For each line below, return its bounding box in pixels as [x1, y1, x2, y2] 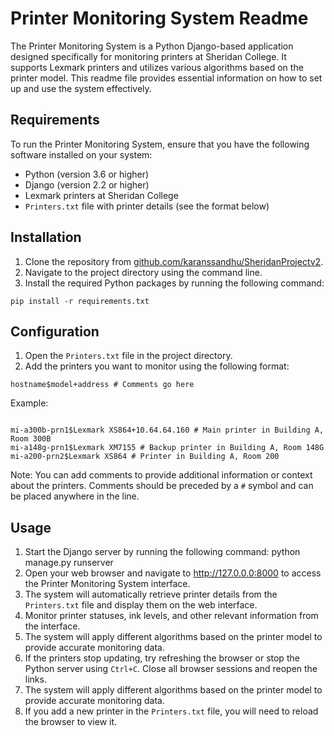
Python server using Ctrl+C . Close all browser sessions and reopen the [24, 663, 318, 675]
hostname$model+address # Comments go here [10, 380, 195, 390]
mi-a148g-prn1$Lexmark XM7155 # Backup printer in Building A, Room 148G [10, 443, 325, 453]
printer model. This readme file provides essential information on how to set [10, 72, 323, 84]
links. [24, 673, 47, 686]
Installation [10, 229, 82, 246]
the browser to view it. [24, 716, 118, 728]
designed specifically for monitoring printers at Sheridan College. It [10, 50, 287, 62]
